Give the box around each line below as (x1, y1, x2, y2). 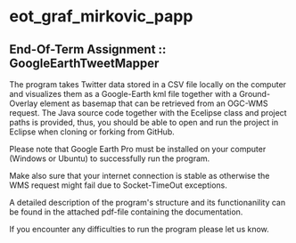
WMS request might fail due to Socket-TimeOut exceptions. (9, 180, 227, 190)
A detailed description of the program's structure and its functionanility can (9, 198, 286, 207)
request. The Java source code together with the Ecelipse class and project (9, 108, 287, 117)
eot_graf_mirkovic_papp (9, 6, 193, 27)
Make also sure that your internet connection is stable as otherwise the (9, 171, 270, 181)
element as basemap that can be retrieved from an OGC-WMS (39, 98, 268, 109)
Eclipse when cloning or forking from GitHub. (9, 126, 176, 137)
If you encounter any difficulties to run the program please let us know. (9, 224, 269, 234)
